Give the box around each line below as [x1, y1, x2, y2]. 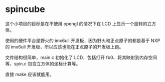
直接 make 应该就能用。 [5, 71, 54, 77]
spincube [5, 3, 45, 15]
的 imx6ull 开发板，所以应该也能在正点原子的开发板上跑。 [5, 43, 124, 49]
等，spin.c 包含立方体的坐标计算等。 [5, 60, 81, 66]
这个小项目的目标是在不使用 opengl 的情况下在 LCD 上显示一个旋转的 [5, 20, 147, 26]
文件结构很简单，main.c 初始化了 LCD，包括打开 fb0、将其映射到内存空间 [5, 54, 157, 60]
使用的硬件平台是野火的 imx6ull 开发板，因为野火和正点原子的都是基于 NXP [5, 37, 160, 43]
